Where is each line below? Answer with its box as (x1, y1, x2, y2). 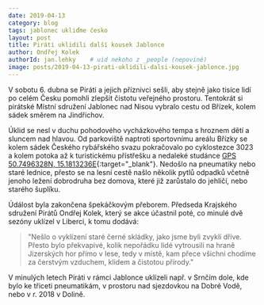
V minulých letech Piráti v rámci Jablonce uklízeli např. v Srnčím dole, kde (8, 273, 249, 282)
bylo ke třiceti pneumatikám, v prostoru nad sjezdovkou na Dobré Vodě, (8, 280, 243, 290)
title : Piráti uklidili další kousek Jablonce (8, 41, 165, 49)
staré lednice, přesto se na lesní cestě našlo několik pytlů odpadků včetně (8, 167, 250, 177)
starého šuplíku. (8, 184, 61, 194)
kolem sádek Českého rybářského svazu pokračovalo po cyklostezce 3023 (8, 142, 254, 151)
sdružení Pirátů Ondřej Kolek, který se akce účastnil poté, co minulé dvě (8, 208, 243, 218)
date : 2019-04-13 (8, 11, 66, 20)
